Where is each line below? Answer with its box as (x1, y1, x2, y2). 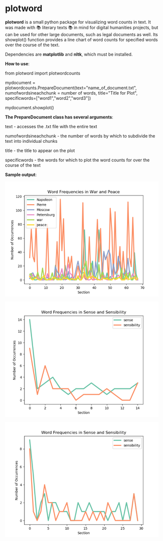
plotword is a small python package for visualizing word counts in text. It (5, 19, 151, 25)
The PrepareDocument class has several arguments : (5, 114, 113, 120)
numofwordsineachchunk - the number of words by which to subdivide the (5, 133, 156, 139)
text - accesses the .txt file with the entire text (5, 123, 97, 129)
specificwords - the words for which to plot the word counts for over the (5, 157, 150, 163)
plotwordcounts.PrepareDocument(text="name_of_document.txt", (5, 85, 137, 91)
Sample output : (5, 172, 37, 177)
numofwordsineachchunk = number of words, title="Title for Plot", (5, 90, 138, 96)
